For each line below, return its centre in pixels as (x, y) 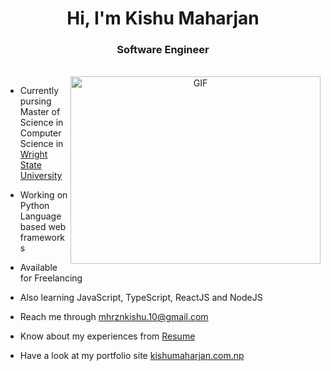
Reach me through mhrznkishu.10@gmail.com (114, 317)
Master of (40, 112)
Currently (39, 91)
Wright (33, 154)
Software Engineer (163, 50)
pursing (35, 101)
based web (43, 227)
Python (34, 206)
